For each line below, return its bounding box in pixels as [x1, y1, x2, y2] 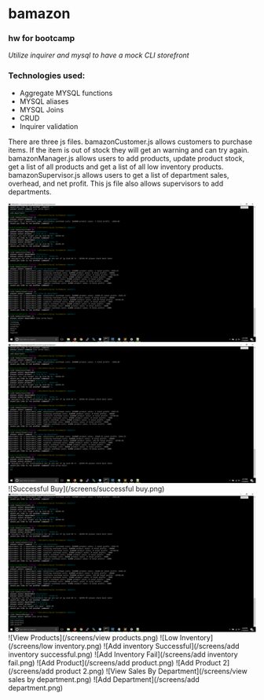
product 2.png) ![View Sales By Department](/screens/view [55, 666, 247, 676]
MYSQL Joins [19, 105, 64, 114]
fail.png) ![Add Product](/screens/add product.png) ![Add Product [8, 658, 222, 668]
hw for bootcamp [8, 33, 75, 44]
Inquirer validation [19, 121, 79, 131]
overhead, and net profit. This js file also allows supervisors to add [8, 179, 224, 188]
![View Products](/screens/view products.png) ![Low [8, 633, 178, 643]
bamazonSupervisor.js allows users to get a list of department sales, [8, 170, 229, 179]
